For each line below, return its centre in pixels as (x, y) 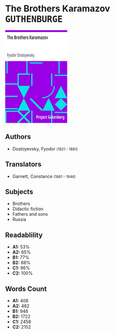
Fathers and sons (30, 214)
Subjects (19, 192)
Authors (18, 137)
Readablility (24, 235)
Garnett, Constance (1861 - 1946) (44, 176)
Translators (23, 165)
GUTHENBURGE (34, 19)
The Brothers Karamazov (58, 9)
